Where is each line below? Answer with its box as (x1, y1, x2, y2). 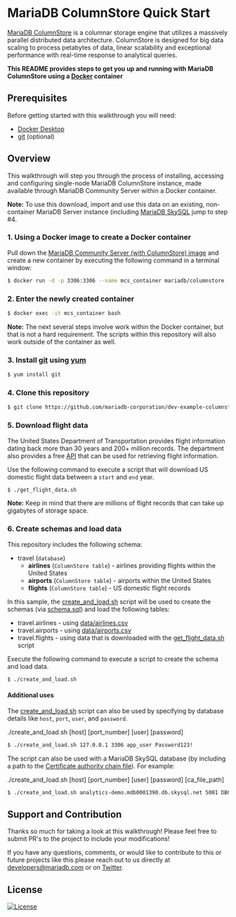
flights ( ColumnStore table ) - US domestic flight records (27, 584, 191, 592)
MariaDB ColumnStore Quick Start (7, 5, 211, 21)
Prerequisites (7, 92, 67, 104)
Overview (7, 153, 51, 165)
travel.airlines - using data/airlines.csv (17, 618, 129, 627)
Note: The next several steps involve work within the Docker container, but (7, 322, 224, 331)
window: (7, 263, 32, 272)
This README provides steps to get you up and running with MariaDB (7, 64, 214, 73)
